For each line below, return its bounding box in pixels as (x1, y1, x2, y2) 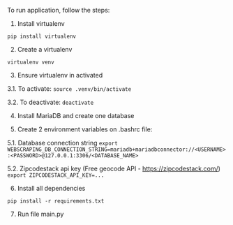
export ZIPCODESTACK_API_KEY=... (7, 172, 105, 179)
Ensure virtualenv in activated (17, 71, 103, 79)
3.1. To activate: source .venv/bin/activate (7, 85, 132, 93)
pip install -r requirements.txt (7, 198, 105, 205)
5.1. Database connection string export (7, 139, 119, 147)
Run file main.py (17, 210, 64, 218)
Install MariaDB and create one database (17, 112, 135, 119)
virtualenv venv (7, 59, 54, 66)
